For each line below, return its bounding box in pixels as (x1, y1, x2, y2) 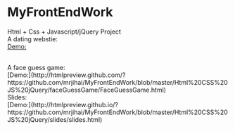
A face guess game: (7, 63, 65, 71)
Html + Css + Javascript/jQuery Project (7, 27, 122, 36)
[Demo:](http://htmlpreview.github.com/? (7, 71, 126, 79)
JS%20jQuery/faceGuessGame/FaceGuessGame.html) (7, 85, 167, 94)
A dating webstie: (7, 34, 58, 43)
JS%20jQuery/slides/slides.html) (7, 115, 103, 123)
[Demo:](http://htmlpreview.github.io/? (7, 100, 118, 109)
